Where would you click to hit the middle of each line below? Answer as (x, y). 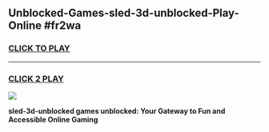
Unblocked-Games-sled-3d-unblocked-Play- (124, 13)
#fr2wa (62, 26)
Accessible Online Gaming (53, 119)
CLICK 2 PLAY (36, 78)
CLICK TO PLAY (39, 49)
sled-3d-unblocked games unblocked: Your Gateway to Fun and (117, 110)
